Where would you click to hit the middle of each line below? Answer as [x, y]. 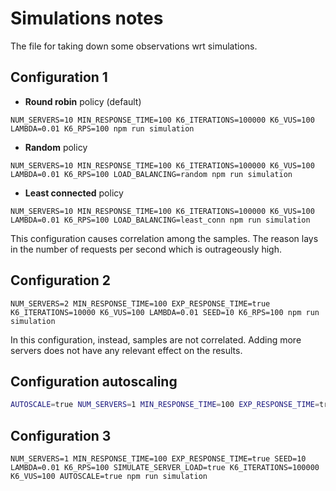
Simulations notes [87, 18]
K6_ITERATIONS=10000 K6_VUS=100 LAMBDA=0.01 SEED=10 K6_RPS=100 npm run [165, 312]
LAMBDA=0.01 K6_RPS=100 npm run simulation [102, 128]
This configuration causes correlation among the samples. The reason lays [164, 238]
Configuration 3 [61, 435]
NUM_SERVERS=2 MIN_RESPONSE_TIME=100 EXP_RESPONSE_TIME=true [140, 303]
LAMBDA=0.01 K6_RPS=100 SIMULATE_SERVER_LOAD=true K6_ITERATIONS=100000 [165, 468]
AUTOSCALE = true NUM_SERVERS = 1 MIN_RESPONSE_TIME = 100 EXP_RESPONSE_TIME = [165, 405]
